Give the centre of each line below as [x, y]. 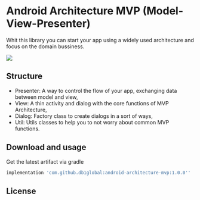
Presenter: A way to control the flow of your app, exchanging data [96, 90]
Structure [24, 76]
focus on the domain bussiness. [45, 46]
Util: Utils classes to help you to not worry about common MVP [92, 122]
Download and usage [46, 147]
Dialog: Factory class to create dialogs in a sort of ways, [84, 116]
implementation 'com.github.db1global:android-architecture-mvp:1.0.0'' [99, 173]
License [21, 191]
